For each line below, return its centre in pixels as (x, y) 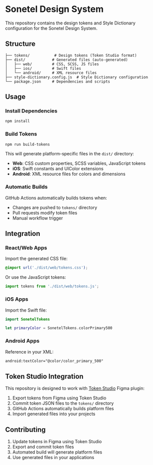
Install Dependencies (31, 111)
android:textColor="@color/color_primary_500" (54, 361)
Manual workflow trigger (38, 218)
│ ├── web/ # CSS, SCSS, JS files (52, 64)
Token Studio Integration (44, 376)
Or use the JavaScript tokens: (36, 277)
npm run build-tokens (28, 144)
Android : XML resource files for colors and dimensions (69, 174)
